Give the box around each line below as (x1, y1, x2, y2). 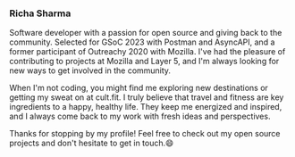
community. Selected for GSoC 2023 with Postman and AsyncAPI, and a (9, 37, 275, 47)
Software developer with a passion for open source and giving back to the (9, 28, 282, 38)
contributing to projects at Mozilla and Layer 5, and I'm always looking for (9, 56, 280, 67)
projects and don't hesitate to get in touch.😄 (9, 137, 174, 149)
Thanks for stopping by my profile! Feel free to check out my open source (9, 128, 281, 139)
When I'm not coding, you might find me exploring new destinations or (9, 83, 268, 94)
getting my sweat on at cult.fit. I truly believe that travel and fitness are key (9, 92, 284, 103)
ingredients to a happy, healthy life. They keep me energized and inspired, (9, 102, 282, 112)
